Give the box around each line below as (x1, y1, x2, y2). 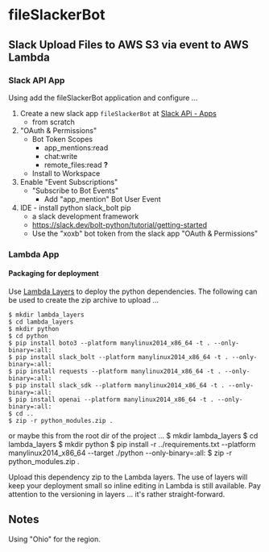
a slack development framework (31, 211, 139, 221)
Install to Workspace (31, 168, 101, 178)
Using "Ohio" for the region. (8, 534, 101, 544)
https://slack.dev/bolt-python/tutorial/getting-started (31, 220, 208, 229)
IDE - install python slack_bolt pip (19, 203, 131, 212)
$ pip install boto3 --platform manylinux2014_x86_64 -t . (8, 339, 211, 347)
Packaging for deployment (8, 269, 99, 278)
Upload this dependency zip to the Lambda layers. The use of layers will (8, 472, 248, 482)
